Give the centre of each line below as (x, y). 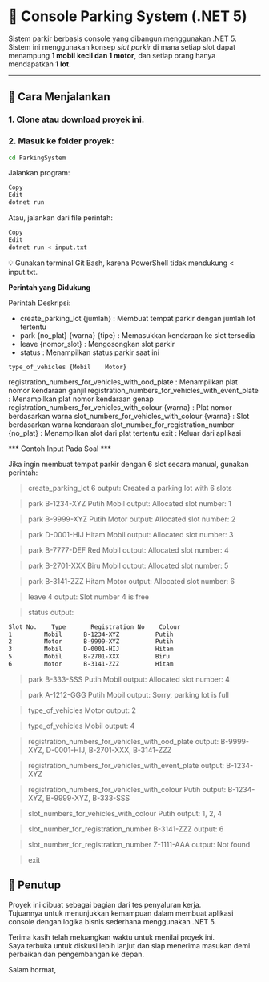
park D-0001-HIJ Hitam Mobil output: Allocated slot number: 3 (130, 534)
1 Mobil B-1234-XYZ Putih (91, 634)
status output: (51, 612)
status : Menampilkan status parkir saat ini (90, 352)
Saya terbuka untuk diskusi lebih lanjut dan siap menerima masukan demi (129, 945)
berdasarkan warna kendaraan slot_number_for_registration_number (121, 425)
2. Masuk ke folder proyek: (61, 141)
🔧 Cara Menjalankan (59, 97)
